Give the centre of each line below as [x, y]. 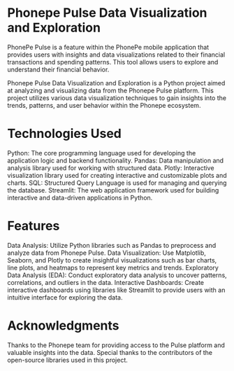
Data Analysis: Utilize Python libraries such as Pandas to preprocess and [112, 245]
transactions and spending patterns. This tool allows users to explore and [113, 62]
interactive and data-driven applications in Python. [80, 197]
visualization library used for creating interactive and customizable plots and [117, 175]
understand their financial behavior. [58, 69]
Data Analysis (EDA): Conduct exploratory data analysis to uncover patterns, [117, 275]
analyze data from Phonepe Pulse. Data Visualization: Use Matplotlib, [107, 253]
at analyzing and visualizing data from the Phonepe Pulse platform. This [111, 90]
